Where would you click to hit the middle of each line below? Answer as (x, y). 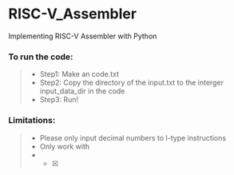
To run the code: (41, 57)
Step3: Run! (59, 100)
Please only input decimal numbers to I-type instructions (133, 137)
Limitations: (32, 121)
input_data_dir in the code (82, 91)
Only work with (65, 146)
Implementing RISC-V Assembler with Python (83, 36)
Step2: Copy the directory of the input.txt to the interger (131, 83)
